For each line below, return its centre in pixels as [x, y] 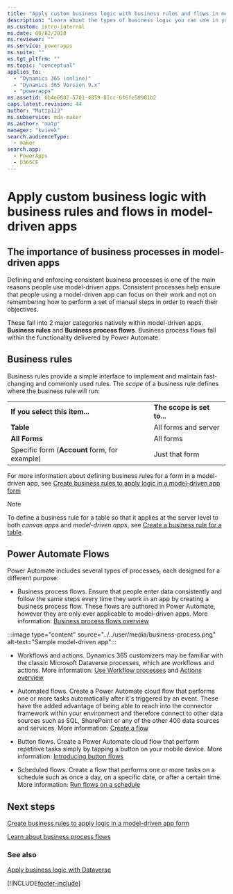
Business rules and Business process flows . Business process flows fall [112, 330]
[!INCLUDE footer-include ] [44, 884]
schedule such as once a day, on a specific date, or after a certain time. [119, 777]
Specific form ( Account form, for [64, 449]
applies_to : [24, 72]
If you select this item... [50, 411]
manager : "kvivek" [34, 130]
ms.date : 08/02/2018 [37, 33]
